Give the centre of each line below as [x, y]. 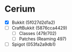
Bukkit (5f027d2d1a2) [33, 22]
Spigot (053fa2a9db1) [34, 44]
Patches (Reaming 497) [43, 39]
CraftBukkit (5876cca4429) [39, 28]
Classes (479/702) [38, 34]
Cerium [20, 9]
